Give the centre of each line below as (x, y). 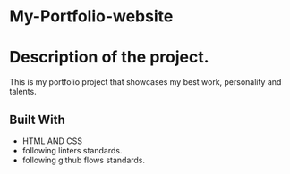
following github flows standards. (84, 160)
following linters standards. (72, 150)
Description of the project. (109, 58)
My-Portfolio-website (91, 17)
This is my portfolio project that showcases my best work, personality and (145, 82)
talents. (23, 92)
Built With (37, 119)
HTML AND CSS (52, 141)
